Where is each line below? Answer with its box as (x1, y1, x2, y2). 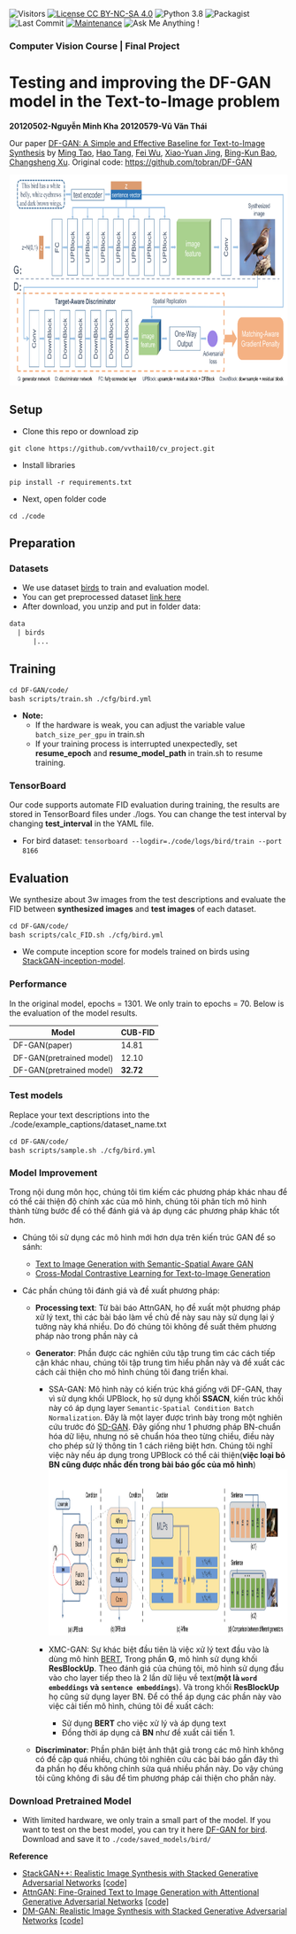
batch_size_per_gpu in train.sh (34, 729, 146, 740)
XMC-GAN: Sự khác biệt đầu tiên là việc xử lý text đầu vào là (48, 1644, 269, 1655)
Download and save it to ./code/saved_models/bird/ (21, 1834, 212, 1844)
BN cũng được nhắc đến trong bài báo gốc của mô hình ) (48, 1459, 256, 1470)
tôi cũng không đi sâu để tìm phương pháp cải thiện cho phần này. (34, 1773, 277, 1783)
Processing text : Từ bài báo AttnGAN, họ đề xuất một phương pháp (34, 1302, 281, 1313)
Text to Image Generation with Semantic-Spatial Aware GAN (34, 1259, 254, 1269)
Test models (9, 1089, 64, 1102)
